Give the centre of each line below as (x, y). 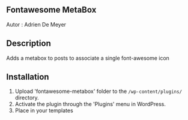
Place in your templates (44, 110)
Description (29, 44)
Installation (28, 77)
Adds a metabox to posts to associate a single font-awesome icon (88, 58)
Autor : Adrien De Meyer (36, 24)
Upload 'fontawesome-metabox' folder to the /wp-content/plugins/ (99, 91)
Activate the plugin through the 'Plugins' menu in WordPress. (90, 104)
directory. (27, 98)
